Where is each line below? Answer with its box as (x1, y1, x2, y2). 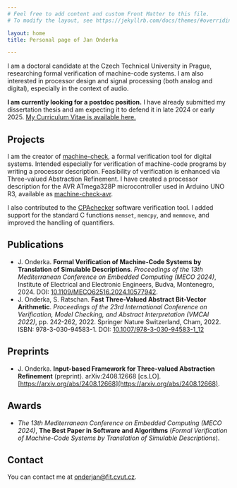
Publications (7, 239, 64, 251)
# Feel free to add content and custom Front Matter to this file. (7, 10, 210, 18)
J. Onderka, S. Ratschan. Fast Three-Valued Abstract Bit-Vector (17, 294, 207, 304)
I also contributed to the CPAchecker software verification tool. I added (7, 203, 214, 212)
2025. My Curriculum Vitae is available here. (7, 113, 136, 121)
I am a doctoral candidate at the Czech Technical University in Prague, (7, 61, 212, 71)
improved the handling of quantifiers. (7, 218, 115, 227)
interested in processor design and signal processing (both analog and (7, 77, 213, 85)
